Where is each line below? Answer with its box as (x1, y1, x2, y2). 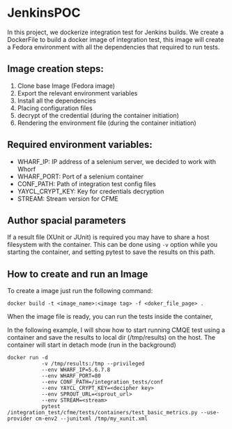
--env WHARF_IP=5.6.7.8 (41, 366, 111, 374)
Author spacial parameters (7, 214, 127, 226)
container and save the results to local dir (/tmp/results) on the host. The (7, 333, 216, 342)
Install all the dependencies (17, 96, 96, 105)
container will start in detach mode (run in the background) (7, 340, 176, 349)
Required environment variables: (7, 139, 153, 151)
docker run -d (7, 354, 49, 361)
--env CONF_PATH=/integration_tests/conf (41, 379, 164, 386)
